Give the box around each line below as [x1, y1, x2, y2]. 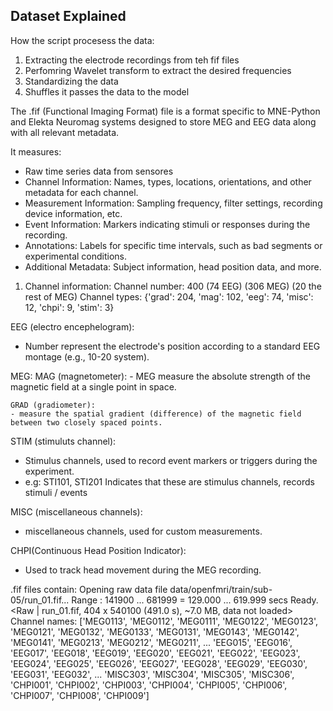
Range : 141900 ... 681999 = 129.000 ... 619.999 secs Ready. [71, 594, 319, 606]
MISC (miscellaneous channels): [10, 505, 143, 518]
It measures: [10, 145, 62, 158]
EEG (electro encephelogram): [10, 320, 135, 333]
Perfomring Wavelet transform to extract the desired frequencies [24, 64, 292, 76]
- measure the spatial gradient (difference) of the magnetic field [10, 409, 302, 419]
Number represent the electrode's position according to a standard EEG [24, 340, 321, 352]
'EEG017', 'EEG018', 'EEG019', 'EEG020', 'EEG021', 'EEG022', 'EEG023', [10, 647, 301, 659]
